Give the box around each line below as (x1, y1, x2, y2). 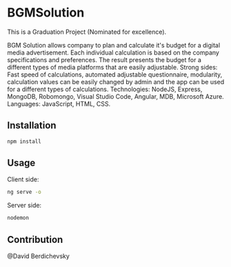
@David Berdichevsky (7, 252, 70, 260)
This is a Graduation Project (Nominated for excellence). (7, 28, 167, 36)
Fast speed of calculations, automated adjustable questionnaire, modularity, (7, 70, 223, 79)
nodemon (7, 215, 30, 221)
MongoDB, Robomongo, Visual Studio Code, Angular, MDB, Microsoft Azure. (7, 92, 224, 101)
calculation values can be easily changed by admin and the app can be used (7, 77, 225, 86)
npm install (7, 138, 41, 145)
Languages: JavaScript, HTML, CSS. (7, 99, 111, 108)
